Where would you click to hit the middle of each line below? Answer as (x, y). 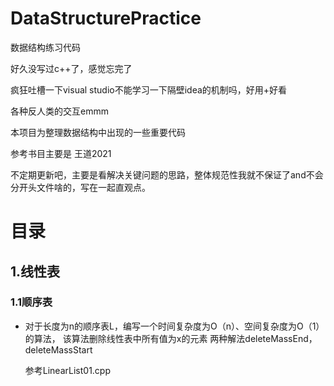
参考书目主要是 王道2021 (61, 153)
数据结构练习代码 (45, 47)
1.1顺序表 (31, 302)
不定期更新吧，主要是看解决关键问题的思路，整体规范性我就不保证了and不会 (167, 174)
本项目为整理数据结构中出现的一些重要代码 (98, 132)
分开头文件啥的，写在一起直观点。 (80, 187)
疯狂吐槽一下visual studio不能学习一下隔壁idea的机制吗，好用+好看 (149, 89)
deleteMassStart (58, 349)
